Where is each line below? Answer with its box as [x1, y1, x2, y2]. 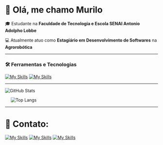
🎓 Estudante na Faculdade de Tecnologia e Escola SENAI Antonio [5, 20, 140, 26]
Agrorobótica [5, 44, 33, 50]
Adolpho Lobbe [5, 28, 37, 33]
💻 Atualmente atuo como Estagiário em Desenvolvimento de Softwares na [5, 37, 157, 43]
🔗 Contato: [5, 118, 49, 130]
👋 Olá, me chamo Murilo [5, 4, 103, 15]
